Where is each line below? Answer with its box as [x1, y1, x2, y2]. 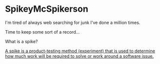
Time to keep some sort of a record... [5, 29, 80, 35]
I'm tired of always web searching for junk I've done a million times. [5, 20, 140, 25]
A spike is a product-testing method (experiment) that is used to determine [5, 48, 155, 54]
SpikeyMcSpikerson [5, 3, 89, 15]
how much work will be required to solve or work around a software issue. [5, 53, 154, 59]
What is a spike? [5, 38, 38, 44]
